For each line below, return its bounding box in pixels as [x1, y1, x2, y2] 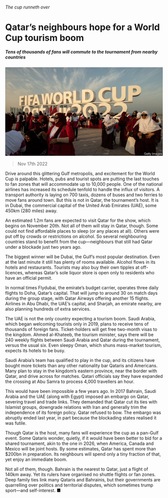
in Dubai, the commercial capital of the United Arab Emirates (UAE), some [5, 203, 157, 209]
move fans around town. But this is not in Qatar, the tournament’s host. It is [5, 197, 159, 203]
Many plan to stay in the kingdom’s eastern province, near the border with [5, 368, 157, 374]
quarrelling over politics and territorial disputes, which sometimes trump [5, 482, 153, 488]
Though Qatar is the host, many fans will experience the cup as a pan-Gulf [5, 430, 159, 436]
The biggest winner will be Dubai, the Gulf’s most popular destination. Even [5, 254, 160, 260]
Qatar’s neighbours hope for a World [5, 22, 160, 33]
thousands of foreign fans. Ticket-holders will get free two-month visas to [5, 326, 157, 332]
